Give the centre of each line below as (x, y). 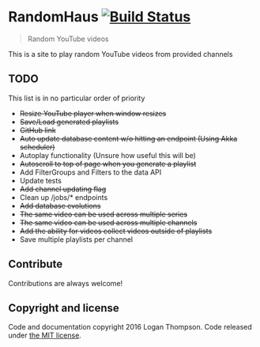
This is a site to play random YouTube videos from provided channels (121, 54)
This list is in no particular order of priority (77, 98)
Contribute (36, 264)
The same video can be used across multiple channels (108, 222)
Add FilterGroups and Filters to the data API (90, 172)
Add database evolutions (60, 206)
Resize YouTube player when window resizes (93, 113)
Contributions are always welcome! (66, 283)
